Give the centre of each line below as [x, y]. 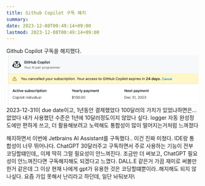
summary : [17, 19]
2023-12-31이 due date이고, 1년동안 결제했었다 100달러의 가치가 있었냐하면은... [102, 110]
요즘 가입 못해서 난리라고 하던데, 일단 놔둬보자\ [80, 176]
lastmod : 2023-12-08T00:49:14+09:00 [53, 32]
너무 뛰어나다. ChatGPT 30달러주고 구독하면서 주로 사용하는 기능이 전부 [108, 146]
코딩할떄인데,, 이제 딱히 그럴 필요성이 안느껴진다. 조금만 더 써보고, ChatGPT [96, 154]
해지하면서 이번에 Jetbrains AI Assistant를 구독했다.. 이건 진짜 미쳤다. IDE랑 [97, 138]
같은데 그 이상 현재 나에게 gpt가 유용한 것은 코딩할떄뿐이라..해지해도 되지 [104, 169]
